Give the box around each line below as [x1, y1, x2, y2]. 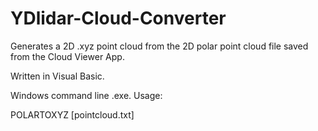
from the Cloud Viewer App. [10, 50, 125, 62]
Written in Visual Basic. [10, 70, 105, 82]
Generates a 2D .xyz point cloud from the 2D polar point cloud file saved [10, 40, 309, 52]
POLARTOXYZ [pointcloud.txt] [10, 108, 135, 121]
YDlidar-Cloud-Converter [10, 7, 227, 30]
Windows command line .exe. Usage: [10, 89, 163, 101]
